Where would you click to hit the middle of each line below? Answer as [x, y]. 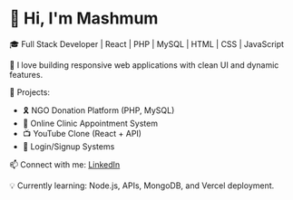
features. [26, 74]
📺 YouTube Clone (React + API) [82, 133]
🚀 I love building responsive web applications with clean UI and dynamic [144, 65]
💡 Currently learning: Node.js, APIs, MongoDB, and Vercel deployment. [142, 186]
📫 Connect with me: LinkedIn [65, 164]
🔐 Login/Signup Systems [68, 146]
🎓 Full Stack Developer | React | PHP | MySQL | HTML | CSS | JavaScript [146, 43]
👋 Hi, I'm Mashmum [84, 19]
